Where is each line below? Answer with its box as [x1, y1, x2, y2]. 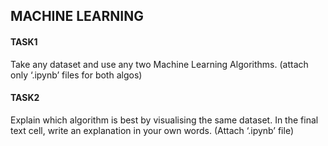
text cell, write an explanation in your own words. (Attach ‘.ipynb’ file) [10, 124, 294, 136]
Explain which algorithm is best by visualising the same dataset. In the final [10, 114, 319, 126]
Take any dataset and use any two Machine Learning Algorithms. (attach [10, 58, 309, 70]
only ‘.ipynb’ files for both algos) [10, 69, 143, 81]
